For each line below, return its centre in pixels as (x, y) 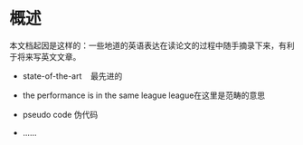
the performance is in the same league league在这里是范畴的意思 (144, 95)
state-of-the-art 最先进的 (72, 76)
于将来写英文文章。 (45, 56)
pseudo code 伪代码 (60, 114)
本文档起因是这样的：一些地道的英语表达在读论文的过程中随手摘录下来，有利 (152, 45)
